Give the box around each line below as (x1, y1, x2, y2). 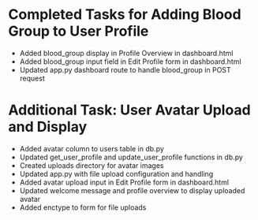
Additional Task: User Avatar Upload (8, 101, 251, 119)
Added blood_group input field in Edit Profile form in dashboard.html (19, 57, 242, 66)
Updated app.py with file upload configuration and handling (19, 169, 214, 178)
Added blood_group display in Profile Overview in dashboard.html (19, 48, 234, 58)
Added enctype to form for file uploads (19, 203, 147, 212)
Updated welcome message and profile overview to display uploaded (19, 185, 245, 195)
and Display (8, 118, 88, 136)
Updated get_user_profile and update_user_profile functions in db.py (19, 152, 243, 162)
